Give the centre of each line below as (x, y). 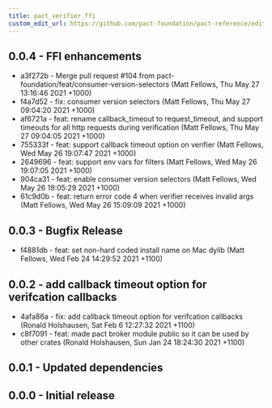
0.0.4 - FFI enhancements (75, 56)
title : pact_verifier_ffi (52, 16)
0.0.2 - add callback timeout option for (108, 284)
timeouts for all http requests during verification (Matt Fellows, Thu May (140, 127)
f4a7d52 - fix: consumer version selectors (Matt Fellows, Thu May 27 (135, 101)
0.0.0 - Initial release (62, 395)
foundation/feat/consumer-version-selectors (95, 84)
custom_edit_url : (38, 24)
